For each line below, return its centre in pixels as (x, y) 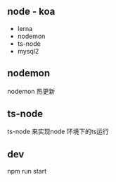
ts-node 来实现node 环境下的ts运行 (58, 132)
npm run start (27, 171)
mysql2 (28, 51)
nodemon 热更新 (31, 91)
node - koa (31, 12)
